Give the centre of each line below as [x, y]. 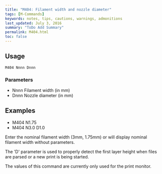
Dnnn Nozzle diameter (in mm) [43, 95]
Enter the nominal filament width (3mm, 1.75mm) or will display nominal [76, 137]
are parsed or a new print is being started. [47, 157]
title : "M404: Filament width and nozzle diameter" [58, 9]
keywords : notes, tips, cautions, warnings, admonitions [64, 18]
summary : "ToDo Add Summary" [34, 28]
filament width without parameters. [40, 142]
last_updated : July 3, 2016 [33, 23]
